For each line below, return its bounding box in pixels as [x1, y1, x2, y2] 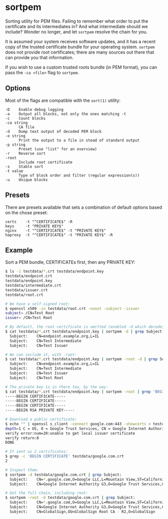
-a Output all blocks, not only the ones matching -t [5, 111, 126, 116]
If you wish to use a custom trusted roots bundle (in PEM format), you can [5, 64, 157, 70]
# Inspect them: [5, 467, 39, 472]
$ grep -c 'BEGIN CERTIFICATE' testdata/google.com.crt [5, 454, 124, 459]
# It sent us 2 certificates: [5, 449, 68, 454]
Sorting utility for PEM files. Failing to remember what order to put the [5, 18, 148, 24]
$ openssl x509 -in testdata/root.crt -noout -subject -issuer [5, 306, 140, 311]
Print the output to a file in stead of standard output [18, 137, 140, 143]
